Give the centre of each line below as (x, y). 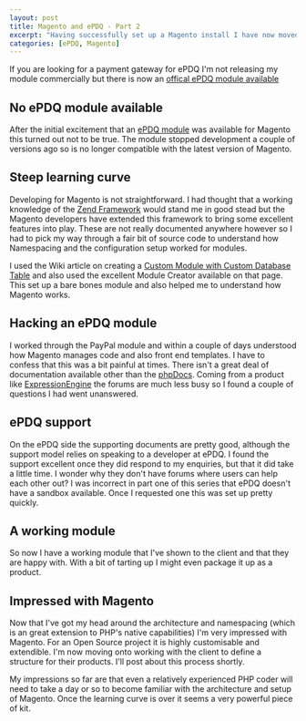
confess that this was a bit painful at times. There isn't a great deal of (139, 365)
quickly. (24, 502)
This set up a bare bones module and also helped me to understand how (146, 284)
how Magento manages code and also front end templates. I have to (138, 355)
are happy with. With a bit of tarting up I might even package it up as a (141, 562)
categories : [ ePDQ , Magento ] (65, 43)
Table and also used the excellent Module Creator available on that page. (146, 275)
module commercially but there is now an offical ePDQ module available (144, 79)
